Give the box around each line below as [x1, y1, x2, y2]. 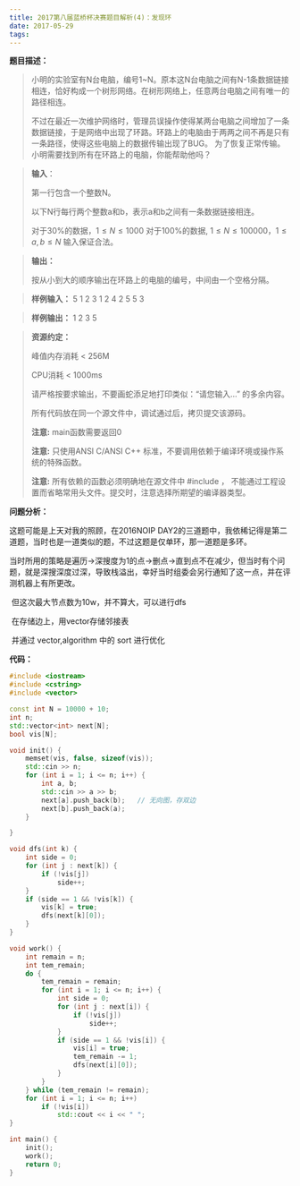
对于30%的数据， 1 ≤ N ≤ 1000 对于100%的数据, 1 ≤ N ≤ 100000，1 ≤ [30, 226, 287, 236]
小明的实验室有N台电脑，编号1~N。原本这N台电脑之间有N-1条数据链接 [30, 74, 290, 85]
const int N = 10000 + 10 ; [9, 704, 110, 713]
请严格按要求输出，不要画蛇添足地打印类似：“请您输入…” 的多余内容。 [30, 388, 290, 399]
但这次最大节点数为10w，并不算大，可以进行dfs [11, 597, 187, 608]
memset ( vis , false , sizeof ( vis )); [25, 754, 154, 764]
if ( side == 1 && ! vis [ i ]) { [56, 1036, 166, 1045]
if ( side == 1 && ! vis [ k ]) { [25, 894, 134, 904]
